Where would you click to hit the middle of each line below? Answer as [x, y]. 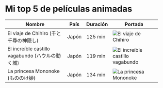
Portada [134, 24]
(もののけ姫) [22, 78]
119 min [96, 56]
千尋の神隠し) [23, 41]
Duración [97, 24]
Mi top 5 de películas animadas [69, 9]
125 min [96, 36]
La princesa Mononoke [33, 71]
